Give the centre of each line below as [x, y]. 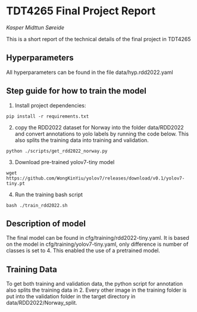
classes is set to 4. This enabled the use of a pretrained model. [83, 251]
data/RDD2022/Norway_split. [42, 303]
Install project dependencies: [50, 105]
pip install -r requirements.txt [48, 116]
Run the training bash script [49, 194]
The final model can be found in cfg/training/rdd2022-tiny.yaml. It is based [98, 238]
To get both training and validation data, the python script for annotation [95, 284]
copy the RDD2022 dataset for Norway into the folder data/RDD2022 [99, 127]
